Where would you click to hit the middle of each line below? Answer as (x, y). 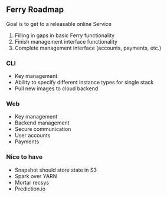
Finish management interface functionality (66, 41)
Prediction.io (30, 189)
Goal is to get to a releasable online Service (59, 24)
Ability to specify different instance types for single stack (84, 83)
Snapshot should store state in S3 (56, 170)
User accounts (32, 136)
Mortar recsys (32, 182)
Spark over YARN (36, 176)
